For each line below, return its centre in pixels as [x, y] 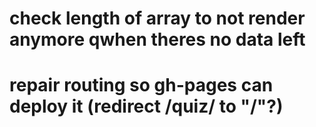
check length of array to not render [157, 18]
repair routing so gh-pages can [141, 85]
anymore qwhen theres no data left [157, 39]
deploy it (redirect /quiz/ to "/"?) [146, 106]
